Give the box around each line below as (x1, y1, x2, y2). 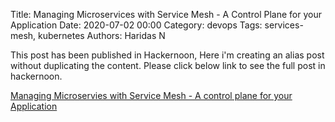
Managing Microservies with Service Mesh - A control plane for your (10, 90, 293, 101)
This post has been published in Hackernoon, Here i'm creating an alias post (10, 49, 325, 61)
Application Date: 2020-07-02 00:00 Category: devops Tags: (10, 19, 263, 31)
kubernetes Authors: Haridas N (38, 30, 166, 41)
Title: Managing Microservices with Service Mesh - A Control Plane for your (10, 9, 322, 20)
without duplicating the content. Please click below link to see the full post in (10, 60, 326, 71)
